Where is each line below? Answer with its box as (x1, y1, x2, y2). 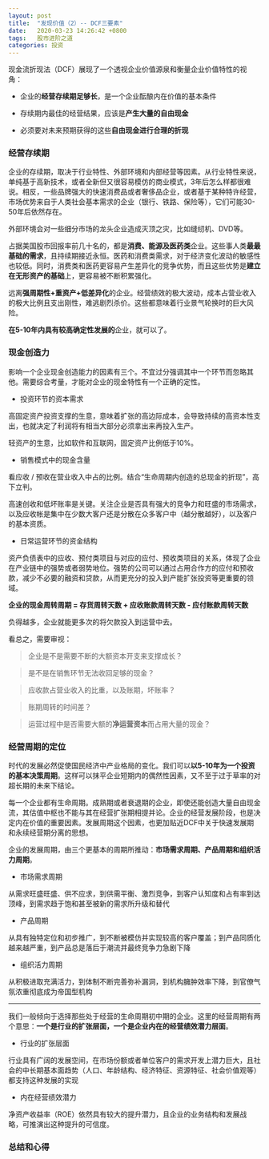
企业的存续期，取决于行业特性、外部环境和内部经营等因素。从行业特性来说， (8, 167, 261, 177)
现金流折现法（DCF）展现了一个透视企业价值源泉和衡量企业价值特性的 (8, 65, 240, 74)
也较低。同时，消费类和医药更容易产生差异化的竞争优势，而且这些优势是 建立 (8, 261, 261, 271)
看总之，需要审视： (8, 634, 72, 644)
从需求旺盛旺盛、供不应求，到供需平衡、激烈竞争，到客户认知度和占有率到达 (8, 889, 261, 899)
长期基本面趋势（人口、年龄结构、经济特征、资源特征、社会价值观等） (29, 1065, 261, 1075)
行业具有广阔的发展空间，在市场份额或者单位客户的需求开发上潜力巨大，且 (8, 1056, 254, 1065)
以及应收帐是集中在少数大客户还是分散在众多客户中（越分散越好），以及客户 (8, 509, 258, 519)
